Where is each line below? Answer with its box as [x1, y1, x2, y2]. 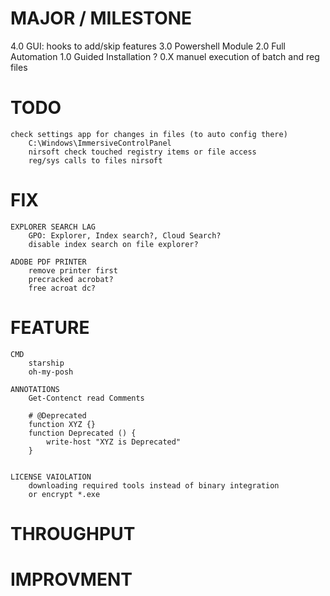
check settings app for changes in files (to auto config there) [10, 129, 288, 139]
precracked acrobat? [28, 274, 114, 284]
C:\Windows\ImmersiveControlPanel [28, 138, 172, 148]
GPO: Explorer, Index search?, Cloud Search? [28, 230, 222, 241]
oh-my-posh [28, 367, 74, 377]
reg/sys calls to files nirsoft [28, 155, 163, 166]
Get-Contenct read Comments [28, 393, 145, 403]
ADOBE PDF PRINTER [10, 257, 87, 267]
